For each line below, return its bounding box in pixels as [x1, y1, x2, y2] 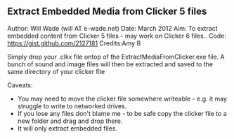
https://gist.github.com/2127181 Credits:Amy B [7, 38, 141, 47]
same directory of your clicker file [7, 67, 105, 75]
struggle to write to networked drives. [17, 101, 127, 110]
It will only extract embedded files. [17, 124, 118, 132]
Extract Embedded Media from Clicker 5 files [7, 6, 207, 17]
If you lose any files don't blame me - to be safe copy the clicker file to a [17, 109, 227, 117]
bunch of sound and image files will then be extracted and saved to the [7, 59, 213, 68]
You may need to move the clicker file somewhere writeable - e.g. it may [17, 94, 227, 103]
